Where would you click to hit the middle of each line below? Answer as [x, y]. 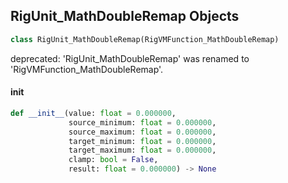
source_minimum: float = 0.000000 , [142, 122]
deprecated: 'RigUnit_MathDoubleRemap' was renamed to [130, 58]
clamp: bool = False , [113, 160]
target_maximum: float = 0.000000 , [142, 150]
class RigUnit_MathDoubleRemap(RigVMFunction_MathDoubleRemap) [145, 39]
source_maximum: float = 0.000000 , [142, 132]
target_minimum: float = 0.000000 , [142, 141]
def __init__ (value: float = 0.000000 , [93, 113]
